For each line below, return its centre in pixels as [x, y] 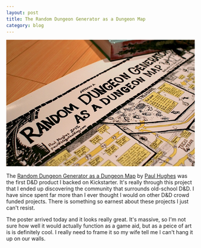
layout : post [22, 13]
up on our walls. [26, 238]
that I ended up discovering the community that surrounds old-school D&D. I [100, 189]
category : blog [25, 25]
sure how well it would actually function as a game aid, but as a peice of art [99, 226]
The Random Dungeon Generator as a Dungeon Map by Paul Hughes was [97, 176]
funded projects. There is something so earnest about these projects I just [98, 201]
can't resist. [21, 208]
